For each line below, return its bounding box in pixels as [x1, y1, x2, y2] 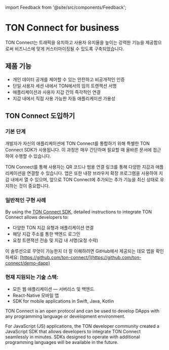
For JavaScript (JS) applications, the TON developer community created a [5, 323, 159, 329]
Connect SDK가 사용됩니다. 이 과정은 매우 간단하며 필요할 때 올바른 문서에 [5, 147, 152, 153]
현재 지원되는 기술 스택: [5, 274, 59, 281]
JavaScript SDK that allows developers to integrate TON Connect [5, 329, 141, 335]
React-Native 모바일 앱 [12, 292, 59, 298]
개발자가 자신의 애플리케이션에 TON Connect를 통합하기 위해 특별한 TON [5, 140, 150, 146]
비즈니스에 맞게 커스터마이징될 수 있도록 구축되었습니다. [14, 46, 124, 52]
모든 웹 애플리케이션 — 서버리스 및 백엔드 [12, 286, 95, 292]
